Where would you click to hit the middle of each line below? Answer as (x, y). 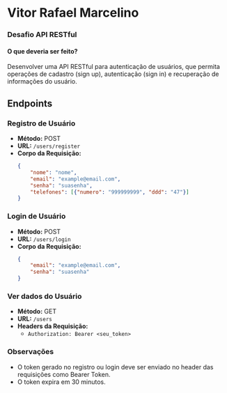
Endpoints (30, 103)
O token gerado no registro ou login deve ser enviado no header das (115, 367)
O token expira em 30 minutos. (61, 382)
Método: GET (37, 311)
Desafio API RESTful (42, 35)
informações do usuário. (42, 82)
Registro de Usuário (41, 123)
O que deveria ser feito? (42, 51)
